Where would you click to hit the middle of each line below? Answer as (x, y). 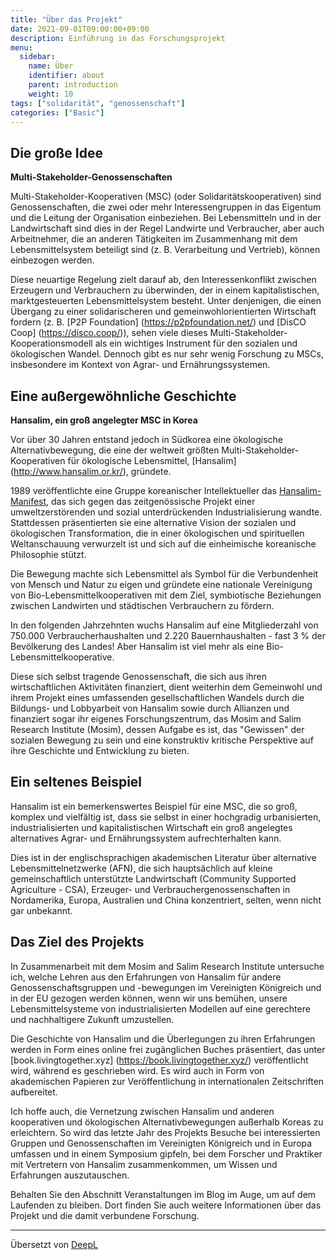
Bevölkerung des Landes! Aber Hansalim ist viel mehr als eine (137, 646)
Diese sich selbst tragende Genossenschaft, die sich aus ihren (138, 676)
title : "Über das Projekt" (66, 19)
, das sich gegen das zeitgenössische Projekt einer (151, 501)
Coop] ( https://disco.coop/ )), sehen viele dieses (109, 333)
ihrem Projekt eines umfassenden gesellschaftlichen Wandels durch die (157, 697)
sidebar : (37, 57)
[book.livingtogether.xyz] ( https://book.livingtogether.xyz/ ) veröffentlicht (159, 1060)
